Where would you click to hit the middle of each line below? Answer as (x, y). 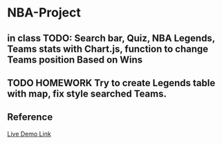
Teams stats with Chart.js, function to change (108, 49)
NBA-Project (44, 13)
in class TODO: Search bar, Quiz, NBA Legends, (111, 38)
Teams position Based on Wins (75, 60)
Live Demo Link (29, 134)
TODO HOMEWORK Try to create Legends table (111, 83)
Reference (30, 117)
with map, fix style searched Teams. (87, 93)
